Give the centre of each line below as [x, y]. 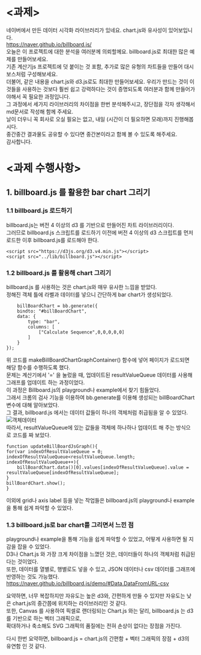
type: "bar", [44, 322]
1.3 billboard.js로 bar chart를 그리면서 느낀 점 [70, 525]
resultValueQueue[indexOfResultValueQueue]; [63, 473]
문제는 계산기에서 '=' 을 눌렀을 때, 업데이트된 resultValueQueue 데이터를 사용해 [100, 375]
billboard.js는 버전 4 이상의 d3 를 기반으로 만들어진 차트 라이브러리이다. [90, 225]
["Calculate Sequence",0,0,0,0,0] [81, 332]
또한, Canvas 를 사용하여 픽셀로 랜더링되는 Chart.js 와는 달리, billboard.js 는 [96, 611]
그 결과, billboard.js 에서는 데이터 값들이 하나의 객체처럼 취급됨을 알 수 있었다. [97, 413]
